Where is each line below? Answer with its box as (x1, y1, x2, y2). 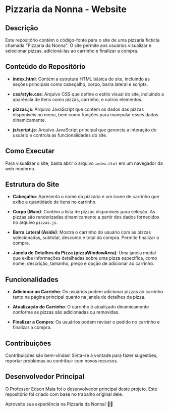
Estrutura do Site (5, 180, 60, 189)
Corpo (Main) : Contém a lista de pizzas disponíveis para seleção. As (12, 209, 155, 215)
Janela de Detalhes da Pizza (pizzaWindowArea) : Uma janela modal (12, 250, 156, 256)
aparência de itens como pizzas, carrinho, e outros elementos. (12, 96, 143, 102)
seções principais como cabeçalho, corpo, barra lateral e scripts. (12, 81, 148, 87)
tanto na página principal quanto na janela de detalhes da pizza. (12, 294, 146, 300)
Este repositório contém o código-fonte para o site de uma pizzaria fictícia (5, 37, 160, 43)
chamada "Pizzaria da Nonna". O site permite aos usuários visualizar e (5, 42, 152, 49)
